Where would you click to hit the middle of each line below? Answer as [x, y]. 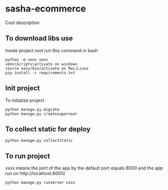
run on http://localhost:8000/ [35, 173]
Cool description [22, 23]
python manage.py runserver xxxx [40, 183]
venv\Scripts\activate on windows [41, 64]
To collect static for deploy [48, 129]
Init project [23, 88]
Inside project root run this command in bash [52, 50]
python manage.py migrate [32, 109]
